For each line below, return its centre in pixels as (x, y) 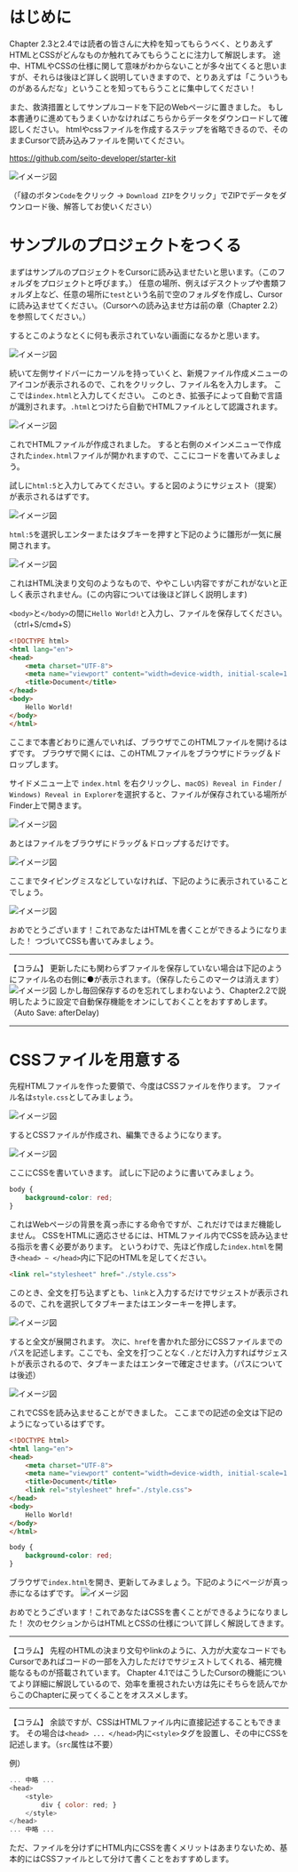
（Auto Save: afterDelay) (55, 1012)
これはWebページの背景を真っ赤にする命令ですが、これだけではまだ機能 (142, 1224)
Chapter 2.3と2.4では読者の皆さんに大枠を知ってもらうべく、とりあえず (141, 44)
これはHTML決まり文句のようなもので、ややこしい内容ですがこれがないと (145, 583)
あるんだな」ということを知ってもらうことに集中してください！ (141, 88)
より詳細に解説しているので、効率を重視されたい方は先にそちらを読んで (148, 1684)
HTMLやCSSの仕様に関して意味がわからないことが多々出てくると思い (152, 66)
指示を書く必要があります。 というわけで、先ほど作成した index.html (142, 1247)
